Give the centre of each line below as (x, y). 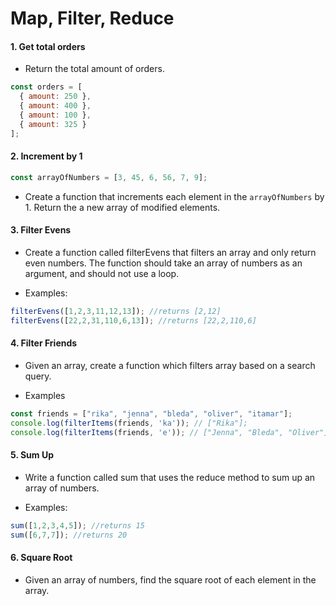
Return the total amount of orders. (94, 69)
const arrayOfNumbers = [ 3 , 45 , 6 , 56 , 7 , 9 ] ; (109, 177)
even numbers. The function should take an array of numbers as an (163, 263)
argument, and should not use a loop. (102, 273)
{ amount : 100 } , (55, 115)
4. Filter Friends (44, 343)
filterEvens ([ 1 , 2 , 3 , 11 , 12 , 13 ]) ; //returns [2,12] (116, 311)
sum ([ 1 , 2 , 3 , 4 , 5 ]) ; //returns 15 (77, 525)
